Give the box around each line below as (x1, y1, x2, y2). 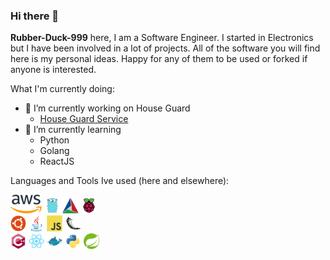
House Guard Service (39, 113, 129, 125)
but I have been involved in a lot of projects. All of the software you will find (10, 42, 321, 54)
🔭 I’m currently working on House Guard (24, 102, 191, 114)
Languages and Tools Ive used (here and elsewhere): (10, 175, 230, 187)
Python (39, 134, 70, 146)
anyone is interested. (10, 64, 97, 76)
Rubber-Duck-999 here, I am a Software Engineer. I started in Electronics (10, 32, 314, 44)
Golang (39, 145, 70, 157)
